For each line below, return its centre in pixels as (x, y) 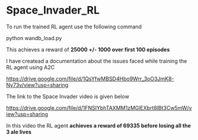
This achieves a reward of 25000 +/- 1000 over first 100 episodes (88, 49)
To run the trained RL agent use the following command (74, 27)
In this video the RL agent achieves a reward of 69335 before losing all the (99, 125)
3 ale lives (19, 132)
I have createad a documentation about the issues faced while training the (97, 61)
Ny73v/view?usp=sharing (37, 85)
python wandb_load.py (34, 38)
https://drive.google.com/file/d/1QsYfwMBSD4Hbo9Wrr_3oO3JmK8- (90, 79)
